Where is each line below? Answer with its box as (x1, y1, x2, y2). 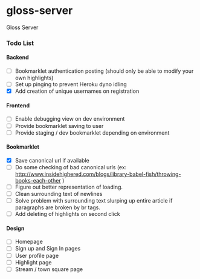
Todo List (6, 39, 34, 47)
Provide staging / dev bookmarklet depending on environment (15, 129, 170, 136)
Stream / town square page (15, 265, 83, 273)
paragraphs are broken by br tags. (15, 204, 101, 211)
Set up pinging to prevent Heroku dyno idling (15, 81, 127, 88)
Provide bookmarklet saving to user (15, 122, 104, 129)
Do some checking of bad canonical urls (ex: (15, 163, 127, 170)
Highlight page (15, 258, 52, 266)
